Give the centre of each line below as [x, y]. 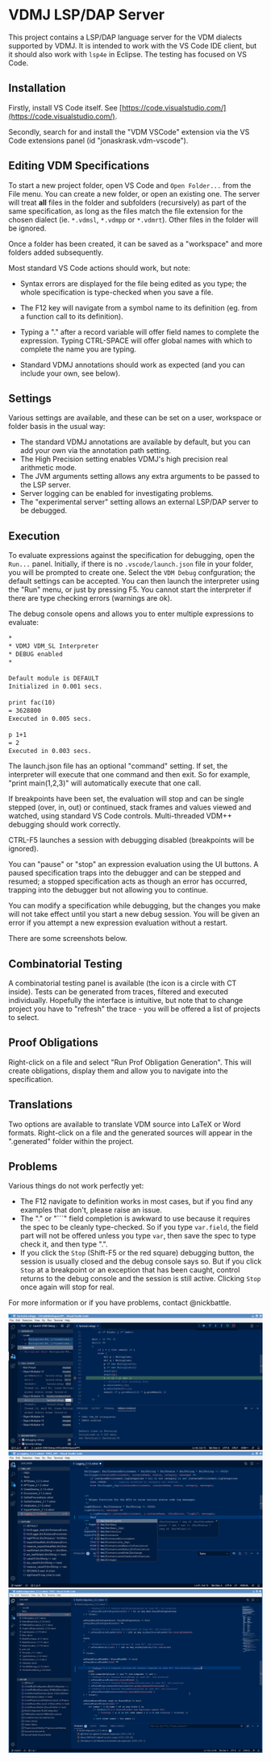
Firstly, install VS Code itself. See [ [65, 107]
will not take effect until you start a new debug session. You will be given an [134, 914]
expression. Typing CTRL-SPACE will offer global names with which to [136, 340]
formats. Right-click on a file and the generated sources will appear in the [130, 1132]
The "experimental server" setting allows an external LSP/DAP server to [139, 502]
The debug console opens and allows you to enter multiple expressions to [131, 614]
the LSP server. [45, 485]
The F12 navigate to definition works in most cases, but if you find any [136, 1201]
